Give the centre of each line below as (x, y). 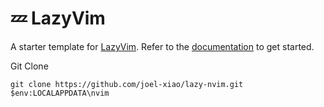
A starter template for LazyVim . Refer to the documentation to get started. (162, 46)
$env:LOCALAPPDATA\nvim (60, 93)
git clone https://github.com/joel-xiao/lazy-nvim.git (127, 84)
